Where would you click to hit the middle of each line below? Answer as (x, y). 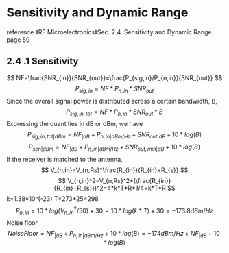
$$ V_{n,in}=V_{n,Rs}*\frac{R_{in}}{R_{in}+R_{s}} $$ (114, 170)
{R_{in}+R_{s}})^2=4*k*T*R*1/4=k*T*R (110, 188)
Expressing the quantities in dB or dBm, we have (75, 124)
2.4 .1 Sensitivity (43, 61)
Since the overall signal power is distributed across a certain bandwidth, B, (112, 101)
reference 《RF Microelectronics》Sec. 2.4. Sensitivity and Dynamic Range (109, 32)
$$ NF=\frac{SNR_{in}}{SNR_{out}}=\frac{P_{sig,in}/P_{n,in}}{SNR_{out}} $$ (114, 77)
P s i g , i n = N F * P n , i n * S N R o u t (114, 89)
